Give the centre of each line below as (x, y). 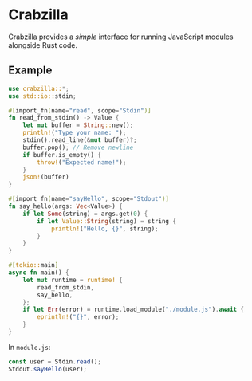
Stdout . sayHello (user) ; (48, 369)
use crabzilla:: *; (39, 88)
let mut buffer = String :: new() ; (78, 125)
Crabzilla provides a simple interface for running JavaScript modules (121, 37)
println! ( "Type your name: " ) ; (75, 133)
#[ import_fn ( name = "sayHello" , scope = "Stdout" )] (89, 199)
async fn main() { (39, 273)
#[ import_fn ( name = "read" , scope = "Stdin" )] (80, 110)
